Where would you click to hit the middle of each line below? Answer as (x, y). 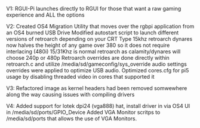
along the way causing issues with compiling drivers (70, 95)
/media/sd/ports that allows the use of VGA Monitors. (72, 119)
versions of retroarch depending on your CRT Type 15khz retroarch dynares (99, 39)
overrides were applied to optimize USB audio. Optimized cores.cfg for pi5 (98, 70)
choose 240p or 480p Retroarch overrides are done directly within (88, 58)
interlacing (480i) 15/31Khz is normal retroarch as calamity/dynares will (93, 52)
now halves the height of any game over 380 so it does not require (88, 45)
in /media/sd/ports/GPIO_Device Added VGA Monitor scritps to (83, 112)
